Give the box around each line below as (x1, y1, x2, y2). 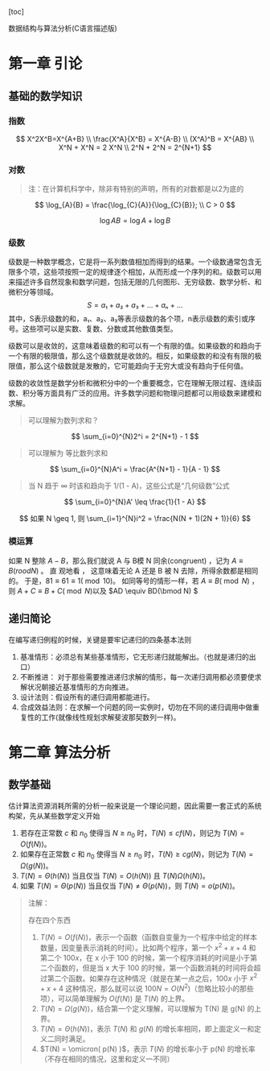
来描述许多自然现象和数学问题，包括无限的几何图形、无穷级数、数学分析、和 (8, 277, 262, 287)
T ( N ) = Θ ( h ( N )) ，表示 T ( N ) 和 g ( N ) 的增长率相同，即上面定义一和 (39, 1024, 255, 1034)
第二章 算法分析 (8, 743, 111, 762)
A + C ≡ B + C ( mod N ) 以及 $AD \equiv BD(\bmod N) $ (17, 585, 198, 595)
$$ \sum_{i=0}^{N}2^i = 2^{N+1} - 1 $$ (71, 432, 199, 441)
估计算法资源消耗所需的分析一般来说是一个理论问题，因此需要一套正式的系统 (8, 800, 262, 810)
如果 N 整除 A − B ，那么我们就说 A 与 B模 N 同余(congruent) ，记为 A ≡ (8, 556, 243, 565)
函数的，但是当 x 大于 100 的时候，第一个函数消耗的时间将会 (54, 962, 255, 973)
